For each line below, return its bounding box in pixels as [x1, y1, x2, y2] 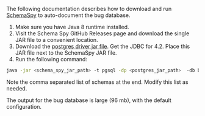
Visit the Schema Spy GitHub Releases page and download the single [15, 30, 190, 37]
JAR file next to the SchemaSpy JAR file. [15, 49, 117, 56]
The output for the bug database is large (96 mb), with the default [6, 97, 172, 104]
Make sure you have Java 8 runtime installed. [15, 24, 129, 30]
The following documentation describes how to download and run [6, 5, 172, 12]
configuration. [6, 103, 41, 110]
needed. [6, 84, 27, 92]
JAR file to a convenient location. [15, 36, 99, 43]
